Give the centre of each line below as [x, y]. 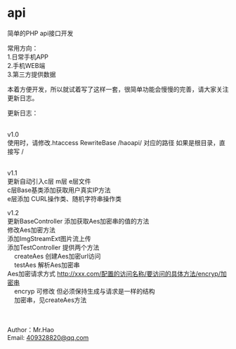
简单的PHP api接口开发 [40, 33]
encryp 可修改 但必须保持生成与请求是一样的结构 [84, 291]
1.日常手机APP [28, 57]
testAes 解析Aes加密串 [47, 265]
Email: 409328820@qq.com [48, 337]
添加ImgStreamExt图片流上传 [49, 238]
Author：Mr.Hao [31, 329]
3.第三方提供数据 [32, 74]
